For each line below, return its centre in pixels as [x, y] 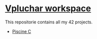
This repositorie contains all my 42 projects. [49, 22]
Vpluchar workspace [48, 9]
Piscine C [22, 31]
